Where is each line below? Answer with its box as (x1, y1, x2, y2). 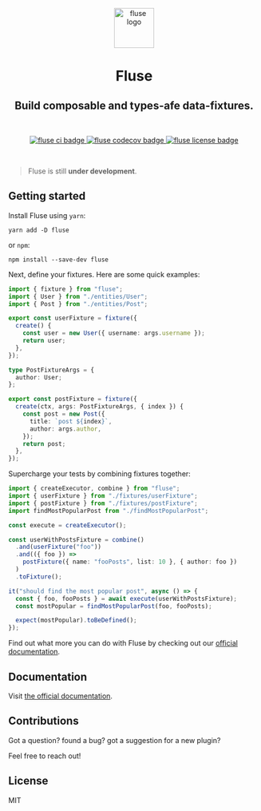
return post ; (22, 439, 66, 447)
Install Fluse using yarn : (8, 210, 86, 220)
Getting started (8, 189, 86, 203)
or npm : (8, 240, 30, 249)
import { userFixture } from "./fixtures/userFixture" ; (8, 492, 198, 500)
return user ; (22, 336, 66, 345)
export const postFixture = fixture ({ (8, 396, 137, 404)
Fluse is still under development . (27, 166, 137, 176)
